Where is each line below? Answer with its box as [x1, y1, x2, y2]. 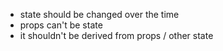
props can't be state [19, 19, 103, 31]
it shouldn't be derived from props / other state [19, 30, 214, 41]
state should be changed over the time [19, 9, 180, 20]
